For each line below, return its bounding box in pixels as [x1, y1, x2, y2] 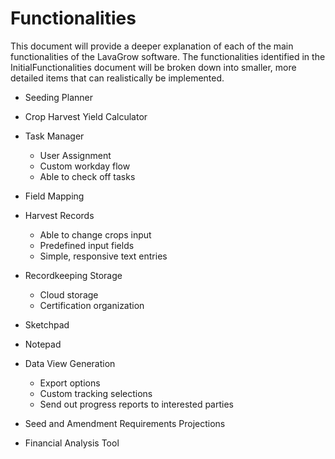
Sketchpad [24, 318, 70, 331]
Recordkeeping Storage [24, 269, 123, 281]
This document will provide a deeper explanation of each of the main [10, 40, 294, 52]
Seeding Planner [24, 91, 94, 103]
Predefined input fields [39, 239, 135, 251]
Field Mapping [24, 190, 85, 202]
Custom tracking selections [39, 387, 153, 399]
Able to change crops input [39, 228, 152, 241]
